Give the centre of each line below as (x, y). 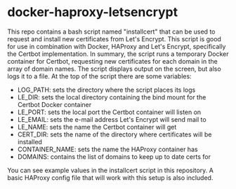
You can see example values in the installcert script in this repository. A (111, 170)
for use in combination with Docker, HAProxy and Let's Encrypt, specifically (117, 46)
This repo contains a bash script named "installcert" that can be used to (111, 31)
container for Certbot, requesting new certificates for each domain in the (112, 61)
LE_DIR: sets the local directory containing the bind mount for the (112, 97)
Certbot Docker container (54, 104)
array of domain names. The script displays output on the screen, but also (114, 69)
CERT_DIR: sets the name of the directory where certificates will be (114, 134)
